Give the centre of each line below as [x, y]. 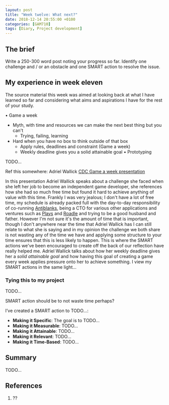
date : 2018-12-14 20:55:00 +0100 [40, 19]
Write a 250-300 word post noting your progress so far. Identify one [76, 61]
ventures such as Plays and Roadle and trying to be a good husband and [81, 213]
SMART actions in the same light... [41, 267]
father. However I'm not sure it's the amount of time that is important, [77, 219]
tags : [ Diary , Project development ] [44, 29]
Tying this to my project [35, 280]
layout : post [19, 10]
